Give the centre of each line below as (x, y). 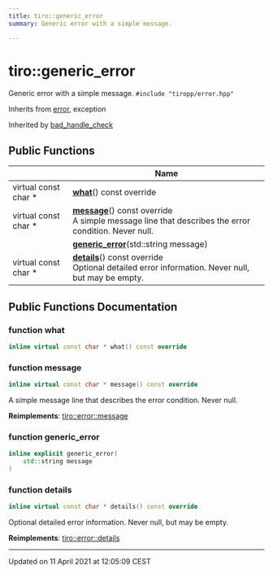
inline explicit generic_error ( (63, 454)
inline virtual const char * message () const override (103, 385)
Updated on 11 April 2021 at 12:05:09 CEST (80, 562)
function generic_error (54, 436)
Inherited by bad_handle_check (61, 125)
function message (45, 367)
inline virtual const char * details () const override (103, 507)
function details (40, 489)
